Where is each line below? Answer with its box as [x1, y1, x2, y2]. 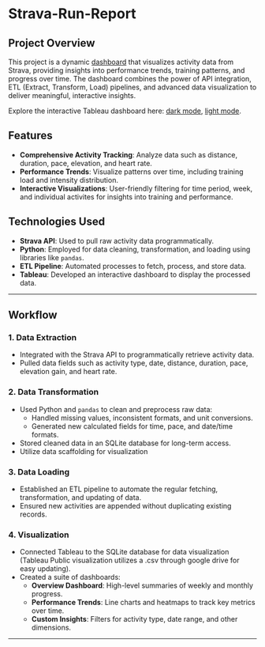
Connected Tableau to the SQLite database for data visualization [19, 547, 230, 557]
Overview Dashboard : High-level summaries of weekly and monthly [31, 581, 254, 590]
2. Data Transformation [8, 387, 99, 398]
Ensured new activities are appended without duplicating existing [19, 501, 232, 510]
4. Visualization [8, 529, 69, 540]
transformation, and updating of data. [19, 492, 142, 502]
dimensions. [31, 622, 72, 633]
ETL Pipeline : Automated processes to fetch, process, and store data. [19, 261, 247, 271]
